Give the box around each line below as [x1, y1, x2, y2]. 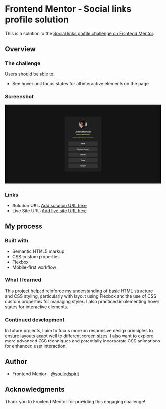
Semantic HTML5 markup [12, 248, 65, 254]
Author [5, 357, 27, 366]
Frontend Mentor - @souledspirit [12, 371, 79, 377]
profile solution [5, 14, 69, 25]
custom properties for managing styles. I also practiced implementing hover [5, 298, 160, 304]
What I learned [5, 276, 41, 283]
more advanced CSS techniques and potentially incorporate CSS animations [5, 338, 160, 343]
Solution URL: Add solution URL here [12, 203, 87, 208]
